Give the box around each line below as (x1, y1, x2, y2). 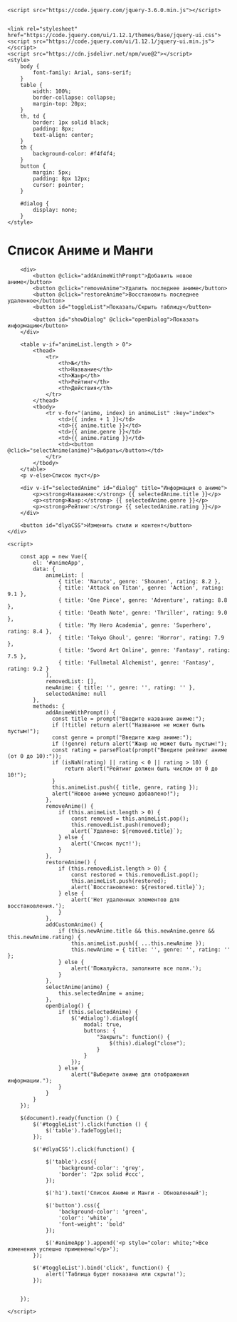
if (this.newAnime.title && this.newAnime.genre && (58, 927, 215, 934)
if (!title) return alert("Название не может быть (52, 721, 205, 729)
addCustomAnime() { (45, 921, 103, 928)
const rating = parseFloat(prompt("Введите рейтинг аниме (52, 746, 228, 754)
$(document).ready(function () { (20, 1115, 120, 1122)
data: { (33, 565, 56, 573)
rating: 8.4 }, (7, 627, 53, 635)
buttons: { (83, 1027, 116, 1034)
